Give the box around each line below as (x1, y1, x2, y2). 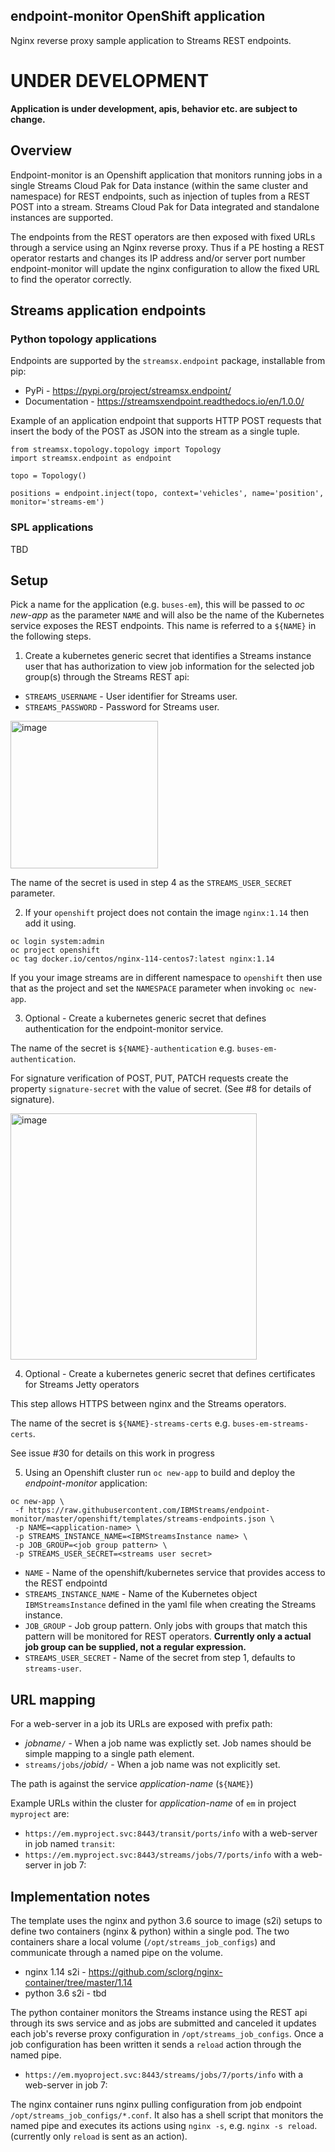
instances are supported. (10, 211, 114, 223)
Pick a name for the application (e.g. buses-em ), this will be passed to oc (10, 599, 306, 611)
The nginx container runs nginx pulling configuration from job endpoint (10, 2098, 302, 2110)
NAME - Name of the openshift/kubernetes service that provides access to (24, 1567, 326, 1579)
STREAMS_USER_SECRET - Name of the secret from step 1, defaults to (24, 1652, 296, 1664)
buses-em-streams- (232, 1419, 310, 1429)
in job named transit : (24, 1838, 115, 1850)
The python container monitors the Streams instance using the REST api (10, 2006, 308, 2018)
